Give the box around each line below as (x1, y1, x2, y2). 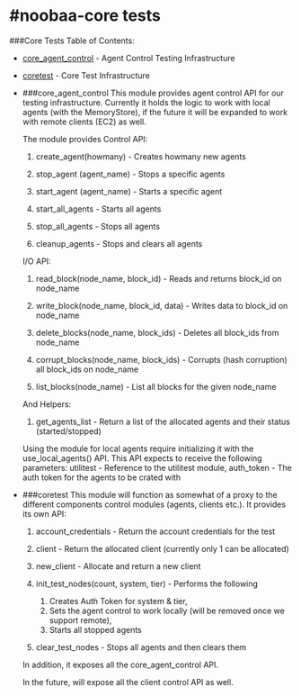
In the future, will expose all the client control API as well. (22, 676, 234, 687)
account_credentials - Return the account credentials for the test (35, 526, 276, 537)
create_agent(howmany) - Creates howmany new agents (35, 150, 247, 162)
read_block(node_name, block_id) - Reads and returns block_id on (35, 273, 282, 284)
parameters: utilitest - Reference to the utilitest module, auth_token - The (22, 462, 292, 473)
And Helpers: (22, 398, 72, 410)
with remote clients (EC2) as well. (22, 116, 146, 127)
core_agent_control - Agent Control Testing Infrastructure (22, 52, 235, 63)
